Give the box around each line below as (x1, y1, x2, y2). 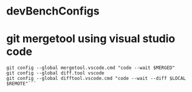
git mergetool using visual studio (6, 32, 176, 46)
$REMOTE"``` (6, 80, 36, 87)
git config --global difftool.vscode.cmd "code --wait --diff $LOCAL (6, 76, 187, 82)
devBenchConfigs (6, 4, 100, 18)
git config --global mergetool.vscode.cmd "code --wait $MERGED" (6, 65, 175, 71)
